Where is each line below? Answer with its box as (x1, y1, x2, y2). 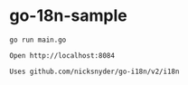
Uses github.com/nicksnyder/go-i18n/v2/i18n (9, 67, 180, 76)
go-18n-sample (9, 5, 128, 26)
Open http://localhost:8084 (9, 51, 116, 60)
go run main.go (9, 35, 67, 44)
